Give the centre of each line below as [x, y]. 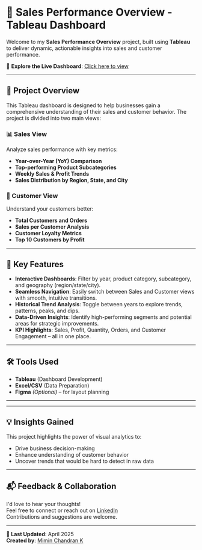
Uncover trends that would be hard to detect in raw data [84, 461]
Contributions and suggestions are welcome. [62, 516]
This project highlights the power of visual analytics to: [74, 436]
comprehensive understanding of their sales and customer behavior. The [96, 111]
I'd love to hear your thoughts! [44, 504]
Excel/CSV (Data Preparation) [52, 385]
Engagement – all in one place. [53, 336]
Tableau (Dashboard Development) [59, 379]
